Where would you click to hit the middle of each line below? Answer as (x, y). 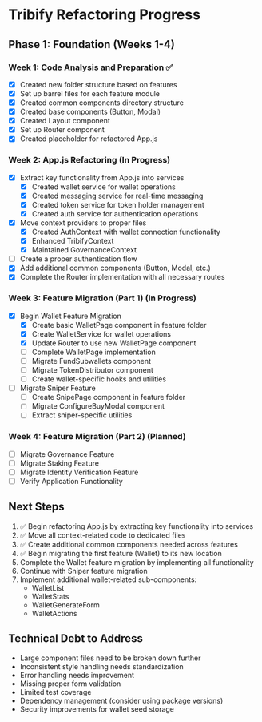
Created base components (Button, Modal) (90, 112)
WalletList (48, 587)
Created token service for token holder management (118, 204)
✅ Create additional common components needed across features (129, 544)
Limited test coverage (56, 692)
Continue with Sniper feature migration (83, 571)
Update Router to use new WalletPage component (114, 343)
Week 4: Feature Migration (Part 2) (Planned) (97, 437)
